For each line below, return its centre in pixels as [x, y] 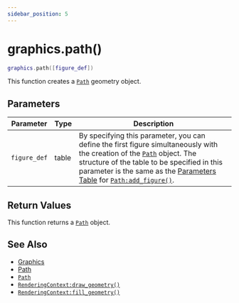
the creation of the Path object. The [138, 153]
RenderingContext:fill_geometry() [69, 292]
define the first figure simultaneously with [148, 145]
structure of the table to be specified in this [150, 162]
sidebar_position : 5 [38, 14]
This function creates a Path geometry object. [74, 82]
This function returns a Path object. [59, 222]
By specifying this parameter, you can [142, 136]
